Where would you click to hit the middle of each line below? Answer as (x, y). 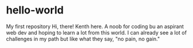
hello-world (35, 10)
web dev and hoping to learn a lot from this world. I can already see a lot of (96, 32)
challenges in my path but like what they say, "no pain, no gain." (83, 39)
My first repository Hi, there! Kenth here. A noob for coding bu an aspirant (95, 26)
